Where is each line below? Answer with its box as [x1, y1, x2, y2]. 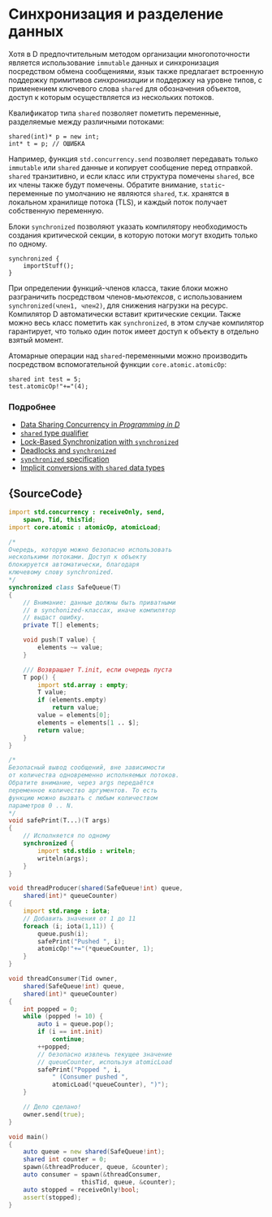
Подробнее [8, 401, 57, 412]
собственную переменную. [8, 205, 104, 216]
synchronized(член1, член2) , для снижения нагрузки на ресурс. [8, 300, 229, 310]
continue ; [51, 1035, 85, 1044]
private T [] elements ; [23, 621, 100, 629]
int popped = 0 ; [23, 1005, 79, 1013]
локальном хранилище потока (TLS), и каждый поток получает [8, 197, 227, 207]
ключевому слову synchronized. [8, 568, 114, 576]
